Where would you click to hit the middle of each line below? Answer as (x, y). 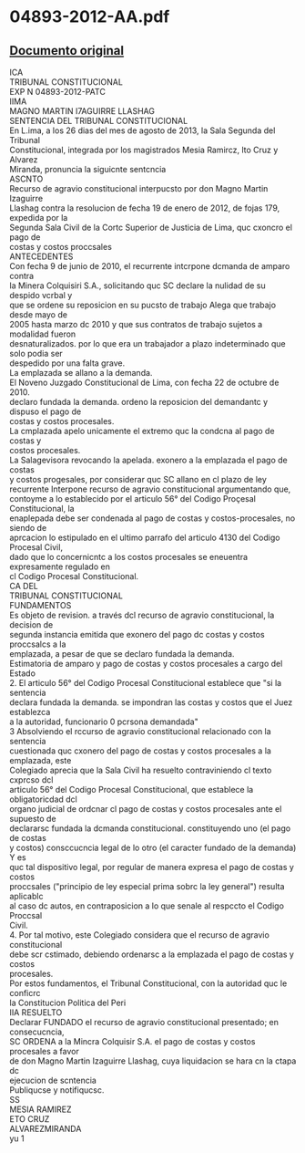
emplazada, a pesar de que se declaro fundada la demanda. (122, 654)
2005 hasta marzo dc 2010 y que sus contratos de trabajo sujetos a (136, 324)
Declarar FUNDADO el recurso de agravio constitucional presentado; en (144, 1022)
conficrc (25, 993)
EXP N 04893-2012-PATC (58, 92)
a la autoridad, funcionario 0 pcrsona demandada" (104, 722)
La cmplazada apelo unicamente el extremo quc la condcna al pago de (142, 431)
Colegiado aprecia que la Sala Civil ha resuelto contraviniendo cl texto (141, 770)
